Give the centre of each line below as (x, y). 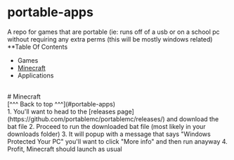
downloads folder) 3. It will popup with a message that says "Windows (109, 134)
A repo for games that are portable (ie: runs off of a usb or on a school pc (113, 32)
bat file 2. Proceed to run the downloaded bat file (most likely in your (106, 126)
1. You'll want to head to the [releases (61, 111)
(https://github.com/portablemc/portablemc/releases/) (86, 119)
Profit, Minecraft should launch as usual (65, 149)
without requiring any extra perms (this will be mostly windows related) (110, 39)
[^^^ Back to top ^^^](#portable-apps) (61, 104)
